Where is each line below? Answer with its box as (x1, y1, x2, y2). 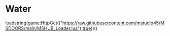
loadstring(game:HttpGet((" (5, 20, 63, 26)
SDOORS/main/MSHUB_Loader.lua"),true (5, 25, 91, 31)
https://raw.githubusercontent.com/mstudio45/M (62, 20, 165, 26)
